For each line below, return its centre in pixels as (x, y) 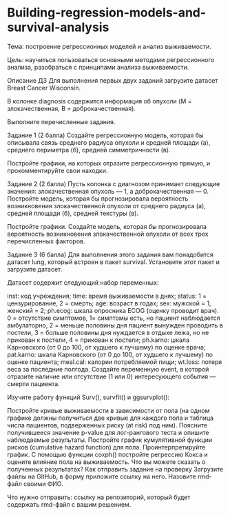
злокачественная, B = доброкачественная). (72, 108)
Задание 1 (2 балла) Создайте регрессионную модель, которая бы (105, 135)
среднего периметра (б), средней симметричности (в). (89, 150)
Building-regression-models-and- (107, 13)
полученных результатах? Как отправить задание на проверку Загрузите (115, 469)
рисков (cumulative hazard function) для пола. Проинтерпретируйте (106, 447)
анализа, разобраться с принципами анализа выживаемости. (98, 67)
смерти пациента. (34, 383)
